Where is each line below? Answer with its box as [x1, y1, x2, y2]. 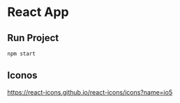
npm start [7, 50, 36, 57]
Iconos [7, 70, 38, 81]
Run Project [7, 32, 59, 44]
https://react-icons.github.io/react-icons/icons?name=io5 [7, 88, 173, 96]
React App [7, 4, 69, 20]
